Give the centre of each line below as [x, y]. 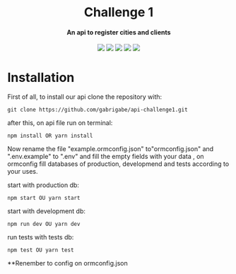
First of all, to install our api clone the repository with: [85, 97]
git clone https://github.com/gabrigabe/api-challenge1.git [98, 110]
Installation [41, 77]
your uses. [23, 172]
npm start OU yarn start [44, 198]
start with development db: [47, 211]
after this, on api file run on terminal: [60, 123]
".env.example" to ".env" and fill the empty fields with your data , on [106, 157]
